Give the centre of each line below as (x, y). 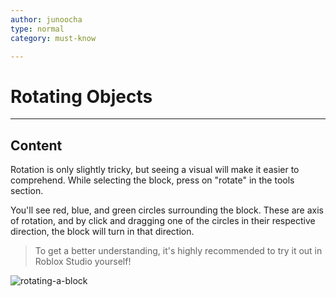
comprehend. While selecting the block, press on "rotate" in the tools (152, 180)
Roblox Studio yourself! (83, 262)
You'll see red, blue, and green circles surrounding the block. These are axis (167, 210)
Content (36, 145)
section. (27, 191)
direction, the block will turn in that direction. (102, 232)
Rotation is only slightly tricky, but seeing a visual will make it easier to (155, 170)
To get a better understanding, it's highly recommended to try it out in (178, 251)
